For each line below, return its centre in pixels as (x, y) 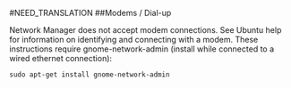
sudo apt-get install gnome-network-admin (90, 75)
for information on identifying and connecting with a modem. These (134, 40)
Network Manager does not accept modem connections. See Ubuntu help (145, 30)
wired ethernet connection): (61, 58)
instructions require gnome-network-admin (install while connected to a (142, 49)
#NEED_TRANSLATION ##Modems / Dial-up (90, 13)
